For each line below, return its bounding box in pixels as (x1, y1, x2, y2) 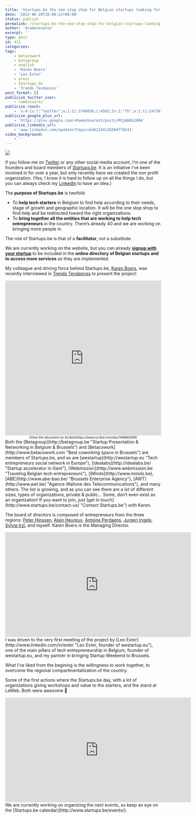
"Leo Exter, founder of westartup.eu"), (75, 642, 153, 648)
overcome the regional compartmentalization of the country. (5, 668, 128, 674)
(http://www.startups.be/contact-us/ (5, 502, 80, 508)
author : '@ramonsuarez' (5, 26, 54, 31)
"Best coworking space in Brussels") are (66, 449, 148, 455)
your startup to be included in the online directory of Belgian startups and (5, 251, 159, 256)
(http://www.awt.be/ (5, 481, 47, 487)
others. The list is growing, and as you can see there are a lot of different (5, 487, 153, 493)
